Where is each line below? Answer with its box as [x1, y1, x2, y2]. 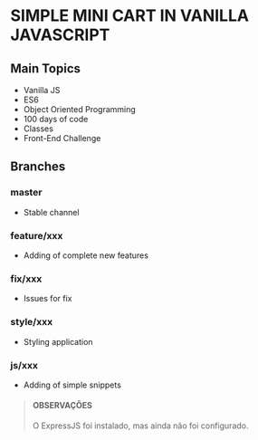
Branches [10, 159, 66, 175]
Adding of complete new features [23, 250, 148, 261]
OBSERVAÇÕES [32, 400, 93, 411]
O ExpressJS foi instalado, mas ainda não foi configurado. [32, 420, 249, 431]
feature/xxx [10, 229, 63, 242]
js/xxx [10, 359, 39, 371]
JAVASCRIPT [10, 24, 110, 45]
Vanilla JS [23, 85, 61, 95]
